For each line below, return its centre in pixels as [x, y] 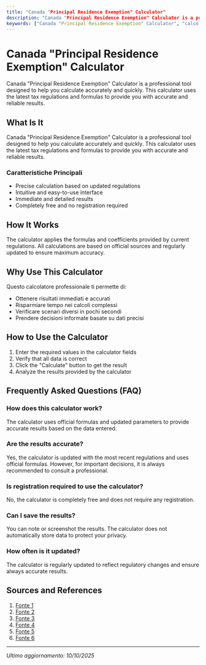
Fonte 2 [25, 612]
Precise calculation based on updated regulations [78, 186]
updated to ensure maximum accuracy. [56, 253]
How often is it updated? [44, 551]
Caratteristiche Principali [44, 173]
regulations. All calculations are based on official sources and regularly [96, 246]
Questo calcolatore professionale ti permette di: [67, 287]
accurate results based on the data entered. [62, 428]
